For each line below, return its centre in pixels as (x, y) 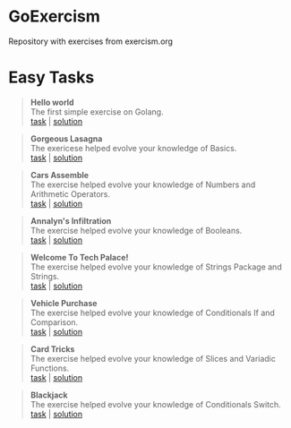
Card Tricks (52, 349)
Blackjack (49, 395)
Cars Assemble (60, 175)
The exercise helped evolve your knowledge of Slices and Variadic (153, 358)
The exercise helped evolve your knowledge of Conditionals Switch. (155, 404)
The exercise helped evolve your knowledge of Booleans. (136, 230)
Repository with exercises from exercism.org (91, 41)
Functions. (50, 368)
